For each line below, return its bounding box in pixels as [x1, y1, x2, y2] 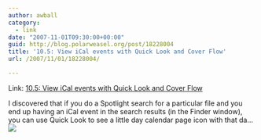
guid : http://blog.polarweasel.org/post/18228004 [8, 41, 175, 48]
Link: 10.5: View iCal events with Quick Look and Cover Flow [8, 83, 203, 92]
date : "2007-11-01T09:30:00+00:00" [8, 33, 125, 41]
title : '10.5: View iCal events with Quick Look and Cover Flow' [8, 48, 226, 56]
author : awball [8, 11, 58, 20]
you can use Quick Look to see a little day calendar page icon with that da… [8, 115, 254, 124]
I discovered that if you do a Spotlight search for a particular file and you [8, 99, 243, 108]
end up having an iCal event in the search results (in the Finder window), [8, 106, 243, 116]
